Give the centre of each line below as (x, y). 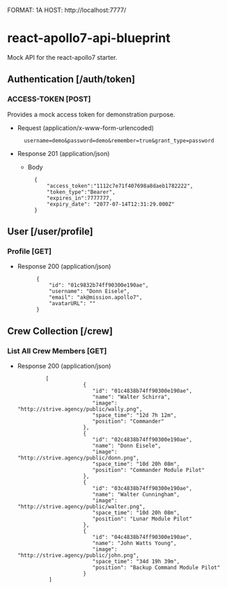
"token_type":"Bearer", (81, 192)
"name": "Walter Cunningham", (136, 494)
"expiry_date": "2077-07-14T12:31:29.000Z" (111, 204)
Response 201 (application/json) (63, 153)
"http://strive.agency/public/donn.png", (78, 458)
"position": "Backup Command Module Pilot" (156, 567)
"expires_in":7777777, (79, 198)
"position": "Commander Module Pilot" (149, 470)
